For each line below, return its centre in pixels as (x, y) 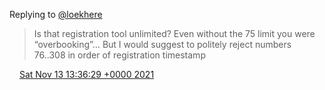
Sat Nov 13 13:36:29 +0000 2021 (86, 74)
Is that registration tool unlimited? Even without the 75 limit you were (174, 33)
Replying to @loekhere (56, 14)
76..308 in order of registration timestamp (119, 55)
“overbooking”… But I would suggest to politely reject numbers (162, 44)
